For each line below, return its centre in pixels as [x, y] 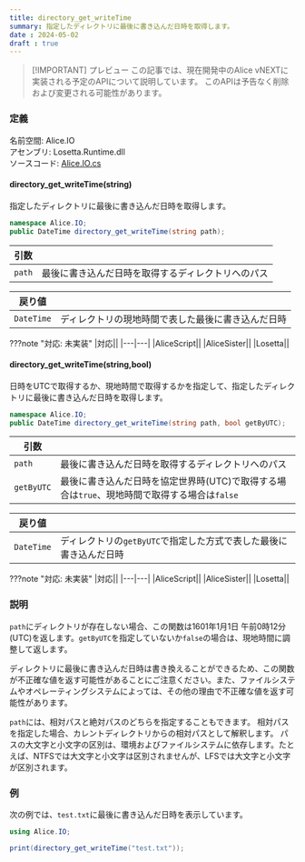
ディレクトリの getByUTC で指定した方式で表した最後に [174, 541]
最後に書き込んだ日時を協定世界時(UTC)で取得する [169, 481]
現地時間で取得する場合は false [172, 495]
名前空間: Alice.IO [42, 140]
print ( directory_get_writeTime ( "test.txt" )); [97, 848]
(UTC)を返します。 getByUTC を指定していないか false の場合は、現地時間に [146, 637]
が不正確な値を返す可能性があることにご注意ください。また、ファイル [141, 679]
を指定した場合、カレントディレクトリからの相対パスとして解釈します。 [144, 733]
